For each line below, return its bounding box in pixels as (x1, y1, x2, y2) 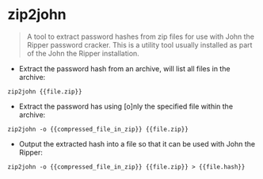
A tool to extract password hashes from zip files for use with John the (26, 32, 255, 41)
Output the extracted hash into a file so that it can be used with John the (18, 139, 255, 148)
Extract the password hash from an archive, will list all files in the (18, 63, 231, 73)
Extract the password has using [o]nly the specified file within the (18, 101, 234, 111)
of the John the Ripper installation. (26, 48, 139, 58)
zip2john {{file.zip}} (7, 87, 82, 96)
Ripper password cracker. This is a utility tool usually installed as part (26, 40, 253, 49)
